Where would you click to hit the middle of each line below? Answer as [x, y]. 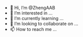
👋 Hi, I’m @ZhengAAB [32, 8]
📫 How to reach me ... [33, 29]
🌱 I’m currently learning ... [37, 18]
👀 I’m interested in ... [31, 13]
